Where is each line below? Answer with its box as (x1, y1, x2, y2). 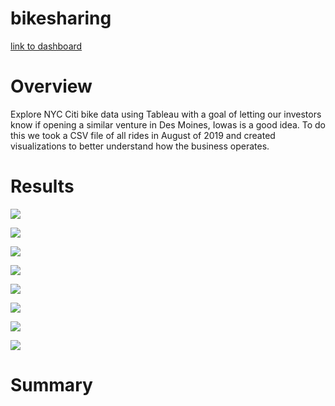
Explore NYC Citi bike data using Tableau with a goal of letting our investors (10, 108, 322, 120)
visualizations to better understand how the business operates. (10, 140, 270, 152)
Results (10, 175, 75, 198)
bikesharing (10, 7, 112, 30)
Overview (10, 75, 93, 98)
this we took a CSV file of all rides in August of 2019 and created (10, 129, 276, 141)
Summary (10, 374, 93, 396)
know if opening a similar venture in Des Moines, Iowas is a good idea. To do (10, 118, 327, 131)
